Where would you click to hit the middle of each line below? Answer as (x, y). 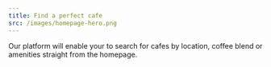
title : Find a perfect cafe (56, 16)
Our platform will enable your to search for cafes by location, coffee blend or (135, 45)
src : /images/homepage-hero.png (63, 23)
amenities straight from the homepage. (73, 54)
